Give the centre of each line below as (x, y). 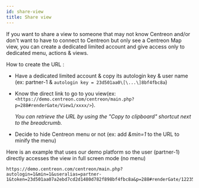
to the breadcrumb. (38, 122)
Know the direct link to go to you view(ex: (65, 93)
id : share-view (25, 12)
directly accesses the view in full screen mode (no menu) (76, 158)
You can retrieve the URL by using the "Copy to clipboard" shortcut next (103, 116)
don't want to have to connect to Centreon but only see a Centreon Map (94, 40)
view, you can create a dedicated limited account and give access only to (96, 46)
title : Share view (29, 17)
